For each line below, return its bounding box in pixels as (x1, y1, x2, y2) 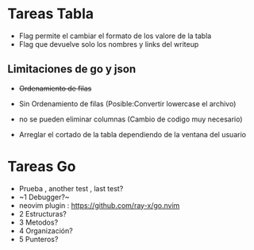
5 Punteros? (18, 234, 59, 244)
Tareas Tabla (7, 5, 94, 23)
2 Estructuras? (18, 209, 67, 218)
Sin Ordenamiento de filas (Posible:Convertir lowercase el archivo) (18, 98, 237, 108)
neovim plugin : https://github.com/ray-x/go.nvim (18, 200, 180, 210)
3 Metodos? (18, 217, 59, 227)
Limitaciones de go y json (7, 63, 137, 76)
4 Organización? (18, 225, 73, 235)
